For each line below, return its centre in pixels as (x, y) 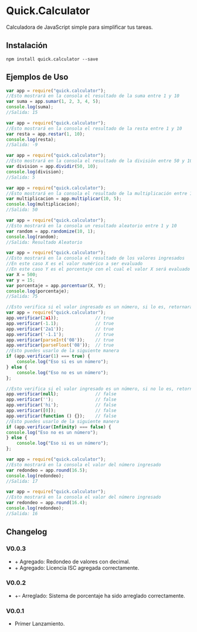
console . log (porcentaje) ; (38, 291)
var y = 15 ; (21, 280)
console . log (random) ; (33, 237)
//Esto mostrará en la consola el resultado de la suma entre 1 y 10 (93, 96)
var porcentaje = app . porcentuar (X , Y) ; (56, 285)
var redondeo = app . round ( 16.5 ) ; (47, 470)
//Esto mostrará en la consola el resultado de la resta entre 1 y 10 (94, 128)
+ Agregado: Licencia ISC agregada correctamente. (77, 567)
